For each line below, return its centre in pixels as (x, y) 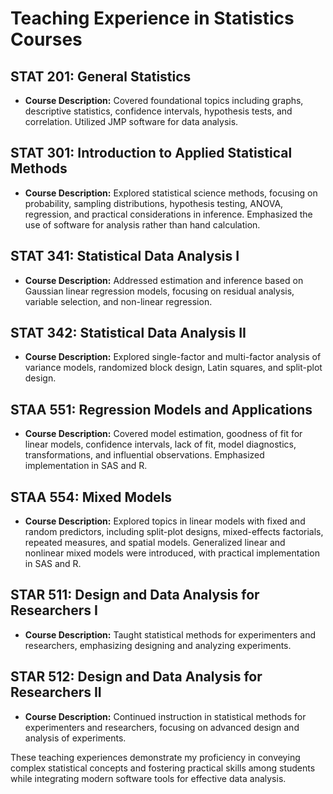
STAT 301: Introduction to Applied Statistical (151, 153)
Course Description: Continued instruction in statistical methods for (165, 716)
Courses (46, 39)
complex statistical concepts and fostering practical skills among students (163, 768)
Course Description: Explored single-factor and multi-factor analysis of (173, 357)
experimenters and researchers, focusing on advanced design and (162, 727)
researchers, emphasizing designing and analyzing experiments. (158, 645)
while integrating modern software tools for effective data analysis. (148, 778)
